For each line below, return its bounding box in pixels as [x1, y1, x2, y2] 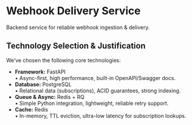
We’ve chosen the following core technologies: [6, 56, 121, 63]
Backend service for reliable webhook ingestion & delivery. [6, 24, 150, 31]
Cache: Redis [14, 105, 49, 113]
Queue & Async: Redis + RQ [14, 93, 85, 100]
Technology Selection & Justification [6, 41, 146, 51]
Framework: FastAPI [14, 68, 66, 75]
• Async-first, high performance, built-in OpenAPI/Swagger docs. [14, 74, 176, 81]
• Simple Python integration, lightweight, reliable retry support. [14, 100, 169, 107]
